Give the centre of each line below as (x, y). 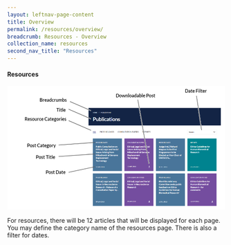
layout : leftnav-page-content (51, 15)
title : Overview (30, 22)
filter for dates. (28, 235)
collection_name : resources (48, 44)
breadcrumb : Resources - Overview (57, 37)
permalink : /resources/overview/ (55, 29)
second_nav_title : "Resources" (52, 51)
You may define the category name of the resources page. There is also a (112, 228)
